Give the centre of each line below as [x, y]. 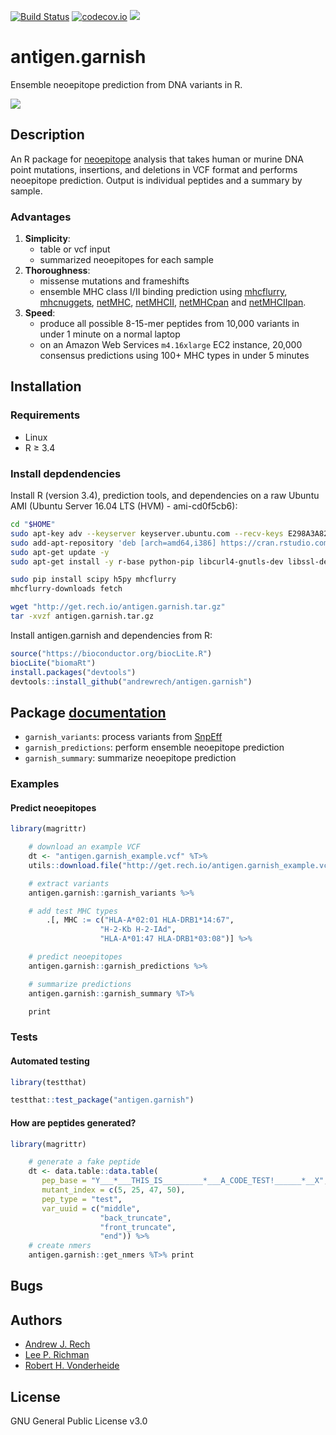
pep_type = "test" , [82, 1199]
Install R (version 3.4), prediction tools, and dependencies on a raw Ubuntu [165, 496]
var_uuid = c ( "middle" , [91, 1208]
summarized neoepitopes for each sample [126, 260]
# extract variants [69, 883]
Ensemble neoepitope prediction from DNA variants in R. [126, 84]
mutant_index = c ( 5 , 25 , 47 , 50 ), [113, 1190]
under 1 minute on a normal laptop [110, 334]
